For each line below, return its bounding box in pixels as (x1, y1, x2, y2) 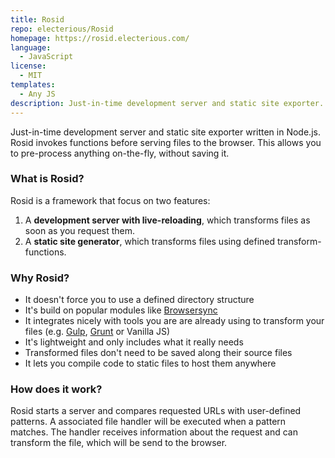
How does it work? (10, 382, 103, 396)
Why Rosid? (10, 271, 70, 285)
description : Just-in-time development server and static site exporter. (10, 98, 325, 108)
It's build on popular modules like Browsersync (24, 304, 218, 316)
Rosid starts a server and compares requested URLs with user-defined (10, 405, 302, 417)
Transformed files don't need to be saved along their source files (24, 347, 293, 359)
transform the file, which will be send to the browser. (10, 437, 228, 449)
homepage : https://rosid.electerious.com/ (10, 33, 190, 43)
